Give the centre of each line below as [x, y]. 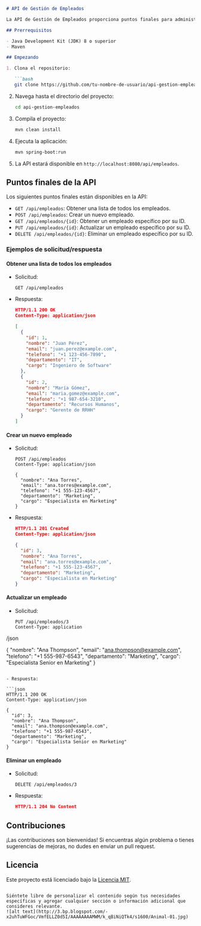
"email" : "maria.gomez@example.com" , [73, 393]
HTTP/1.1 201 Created [42, 529]
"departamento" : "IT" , [54, 360]
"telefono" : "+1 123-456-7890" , [66, 354]
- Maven [16, 47]
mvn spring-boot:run [40, 152]
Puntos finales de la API [51, 182]
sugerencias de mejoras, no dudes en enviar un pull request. [81, 846]
